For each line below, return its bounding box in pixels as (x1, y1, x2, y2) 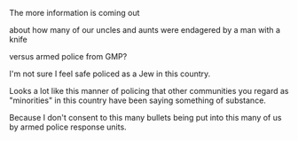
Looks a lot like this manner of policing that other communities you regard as (9, 86, 289, 96)
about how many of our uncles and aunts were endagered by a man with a (9, 25, 281, 35)
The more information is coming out (9, 8, 140, 18)
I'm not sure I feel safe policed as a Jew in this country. (9, 68, 211, 79)
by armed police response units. (9, 121, 127, 132)
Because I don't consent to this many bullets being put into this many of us (9, 113, 282, 122)
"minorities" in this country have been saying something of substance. (9, 95, 266, 106)
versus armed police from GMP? (9, 51, 128, 61)
